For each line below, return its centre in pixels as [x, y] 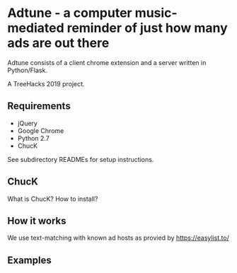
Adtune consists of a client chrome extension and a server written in [107, 62]
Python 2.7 [33, 138]
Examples [29, 260]
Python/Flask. [28, 70]
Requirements [39, 106]
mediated [36, 28]
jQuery [27, 123]
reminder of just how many [147, 28]
